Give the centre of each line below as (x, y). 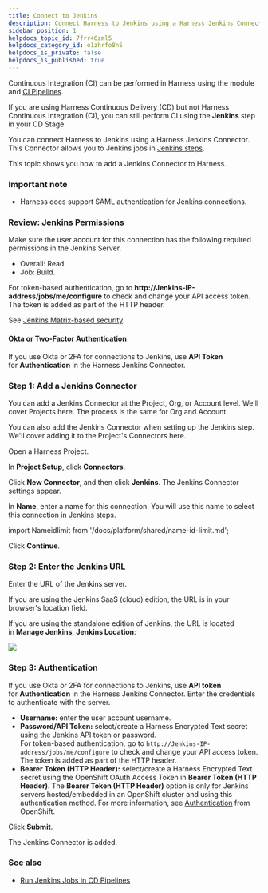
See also (25, 863)
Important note (38, 184)
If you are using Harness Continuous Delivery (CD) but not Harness (119, 107)
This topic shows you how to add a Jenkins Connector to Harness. (118, 163)
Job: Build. (37, 272)
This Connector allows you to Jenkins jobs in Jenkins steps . (106, 148)
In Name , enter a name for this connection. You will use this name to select (131, 506)
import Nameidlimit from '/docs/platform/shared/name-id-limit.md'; (118, 530)
